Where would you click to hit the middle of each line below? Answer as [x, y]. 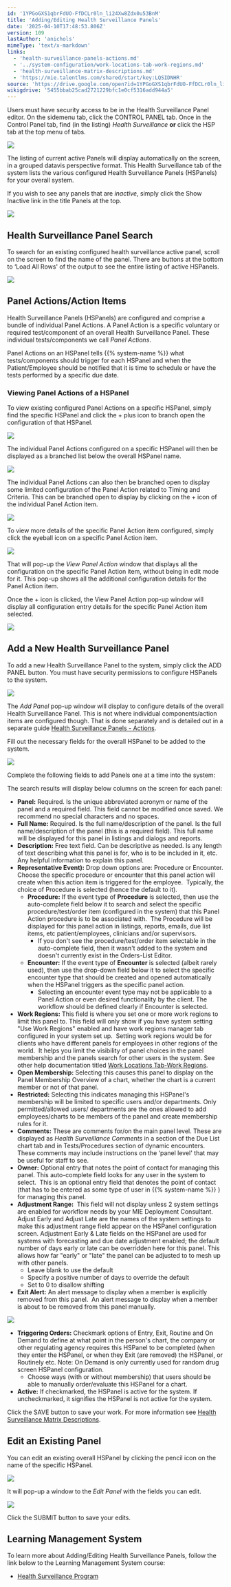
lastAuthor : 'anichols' [41, 39]
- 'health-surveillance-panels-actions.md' [76, 59]
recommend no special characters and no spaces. [88, 816]
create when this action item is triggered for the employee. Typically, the [120, 882]
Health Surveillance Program [58, 1576]
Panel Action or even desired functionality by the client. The [122, 999]
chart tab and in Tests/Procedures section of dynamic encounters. [111, 1145]
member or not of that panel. [58, 1087]
